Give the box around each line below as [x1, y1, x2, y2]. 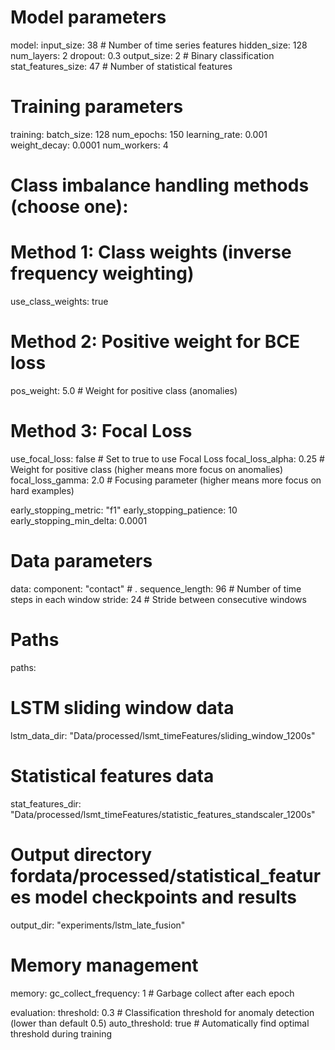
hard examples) [10, 484, 75, 496]
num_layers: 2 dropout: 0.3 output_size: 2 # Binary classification [10, 49, 275, 61]
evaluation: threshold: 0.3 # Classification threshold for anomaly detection [10, 1006, 315, 1018]
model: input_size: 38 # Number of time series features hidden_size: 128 [10, 39, 308, 51]
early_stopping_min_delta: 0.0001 [10, 514, 148, 526]
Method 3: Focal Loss [10, 420, 193, 443]
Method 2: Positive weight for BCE [10, 331, 301, 353]
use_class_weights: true [10, 296, 109, 307]
